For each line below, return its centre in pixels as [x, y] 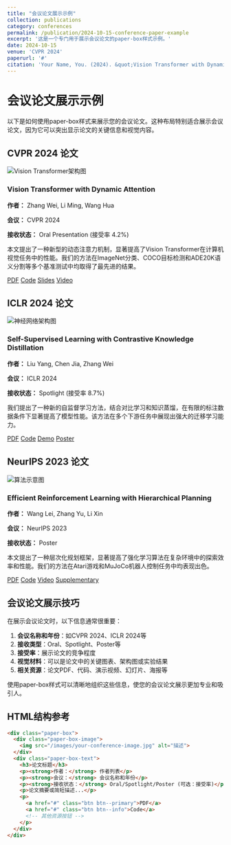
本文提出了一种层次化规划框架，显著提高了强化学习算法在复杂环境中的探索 [112, 557]
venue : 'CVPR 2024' [35, 52]
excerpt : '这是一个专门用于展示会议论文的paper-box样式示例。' [89, 39]
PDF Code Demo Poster [41, 438]
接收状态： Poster [32, 543]
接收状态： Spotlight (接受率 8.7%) [56, 393]
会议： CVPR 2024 [34, 220]
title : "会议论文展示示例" [42, 13]
